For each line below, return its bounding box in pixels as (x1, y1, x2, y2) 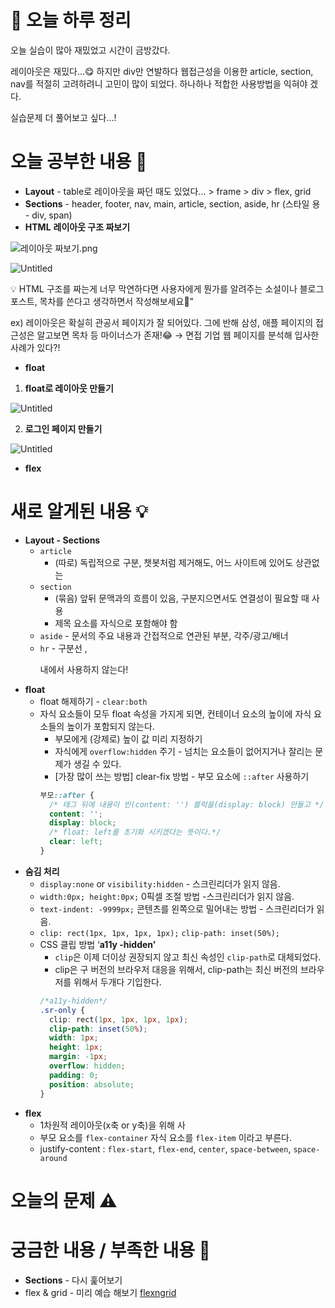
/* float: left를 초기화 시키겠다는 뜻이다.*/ (48, 827, 222, 838)
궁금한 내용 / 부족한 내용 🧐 (10, 1239, 211, 1261)
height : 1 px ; (48, 1042, 103, 1053)
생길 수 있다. (73, 757, 122, 770)
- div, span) (24, 209, 73, 221)
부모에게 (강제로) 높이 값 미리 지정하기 (54, 732, 203, 745)
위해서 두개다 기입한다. (73, 976, 162, 988)
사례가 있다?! (10, 341, 61, 353)
